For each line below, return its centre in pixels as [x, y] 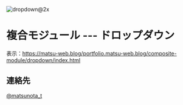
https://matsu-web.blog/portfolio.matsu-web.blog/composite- [100, 53]
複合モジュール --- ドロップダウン [91, 36]
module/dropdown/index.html [43, 60]
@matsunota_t [24, 95]
